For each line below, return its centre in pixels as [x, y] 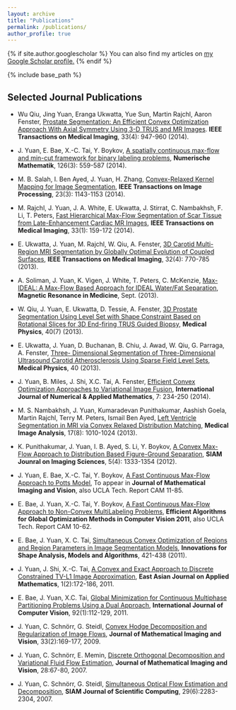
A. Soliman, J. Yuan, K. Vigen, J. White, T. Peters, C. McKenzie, [109, 281]
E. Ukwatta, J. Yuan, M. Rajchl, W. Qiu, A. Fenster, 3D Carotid [106, 244]
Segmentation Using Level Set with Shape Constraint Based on [109, 317]
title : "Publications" [41, 21]
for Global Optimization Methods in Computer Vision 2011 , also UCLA [120, 519]
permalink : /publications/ [47, 27]
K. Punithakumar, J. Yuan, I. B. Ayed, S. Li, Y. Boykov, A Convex [109, 447]
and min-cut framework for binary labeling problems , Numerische [114, 158]
